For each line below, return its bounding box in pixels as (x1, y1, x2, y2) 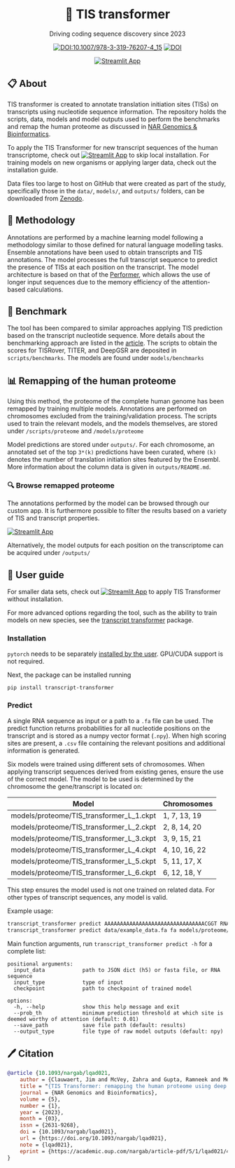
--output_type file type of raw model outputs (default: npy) (13, 1028, 224, 1035)
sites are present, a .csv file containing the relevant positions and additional (7, 738, 225, 747)
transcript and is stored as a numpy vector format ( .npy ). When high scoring (7, 731, 227, 740)
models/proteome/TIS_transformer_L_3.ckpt (10, 833, 156, 843)
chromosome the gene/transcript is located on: (7, 782, 143, 790)
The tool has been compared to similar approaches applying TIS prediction (7, 324, 222, 332)
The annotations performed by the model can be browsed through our (7, 499, 210, 507)
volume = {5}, (20, 1096, 61, 1103)
